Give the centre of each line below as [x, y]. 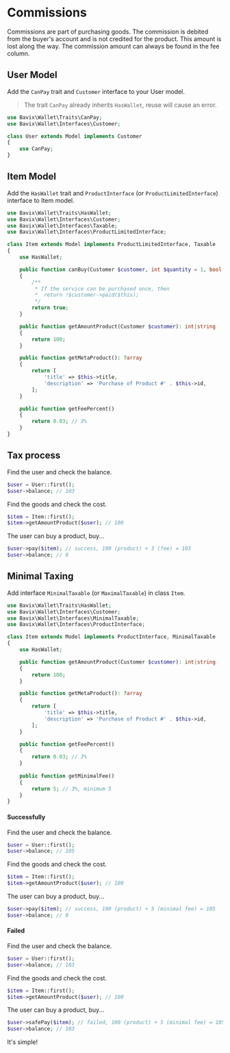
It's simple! [23, 1042]
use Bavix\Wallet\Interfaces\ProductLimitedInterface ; [87, 232]
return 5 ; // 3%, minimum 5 [72, 789]
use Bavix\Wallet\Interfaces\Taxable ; [62, 226]
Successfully [26, 816]
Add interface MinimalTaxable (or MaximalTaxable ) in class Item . [96, 593]
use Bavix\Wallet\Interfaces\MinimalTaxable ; [73, 618]
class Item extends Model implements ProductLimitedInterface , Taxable [111, 245]
